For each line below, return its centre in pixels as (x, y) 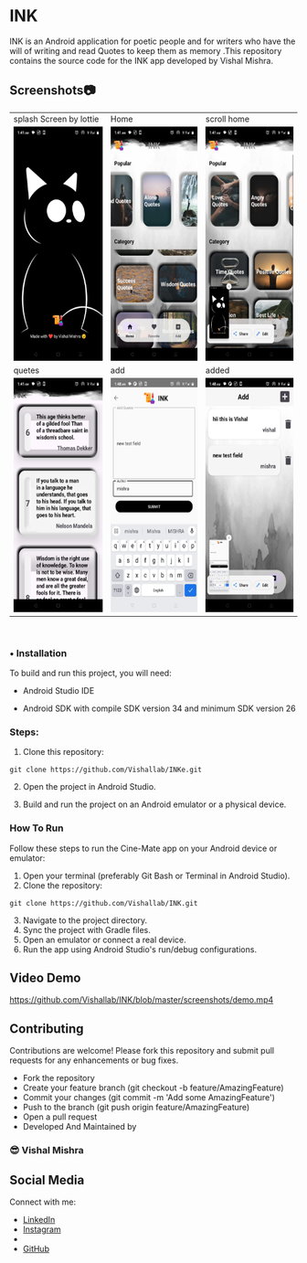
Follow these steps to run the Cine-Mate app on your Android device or (143, 848)
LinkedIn (39, 1220)
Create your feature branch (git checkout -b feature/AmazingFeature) (153, 1088)
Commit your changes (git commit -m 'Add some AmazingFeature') (149, 1098)
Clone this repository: (63, 752)
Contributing (47, 1029)
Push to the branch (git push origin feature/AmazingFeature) (136, 1108)
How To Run (37, 828)
